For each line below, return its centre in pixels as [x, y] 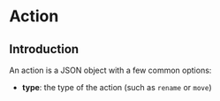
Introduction [44, 49]
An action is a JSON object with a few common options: [110, 70]
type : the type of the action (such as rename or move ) [117, 87]
